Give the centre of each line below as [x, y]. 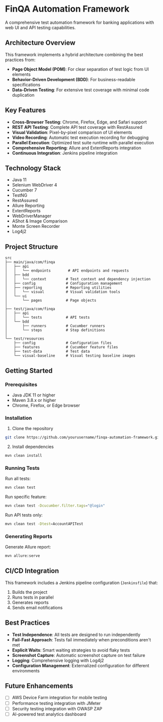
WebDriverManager [32, 216]
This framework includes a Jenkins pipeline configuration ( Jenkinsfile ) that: [81, 583]
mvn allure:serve [23, 556]
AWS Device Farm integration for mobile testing [60, 698]
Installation [19, 418]
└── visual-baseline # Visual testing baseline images [75, 356]
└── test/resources [25, 339]
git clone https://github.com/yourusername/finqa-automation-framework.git [83, 438]
